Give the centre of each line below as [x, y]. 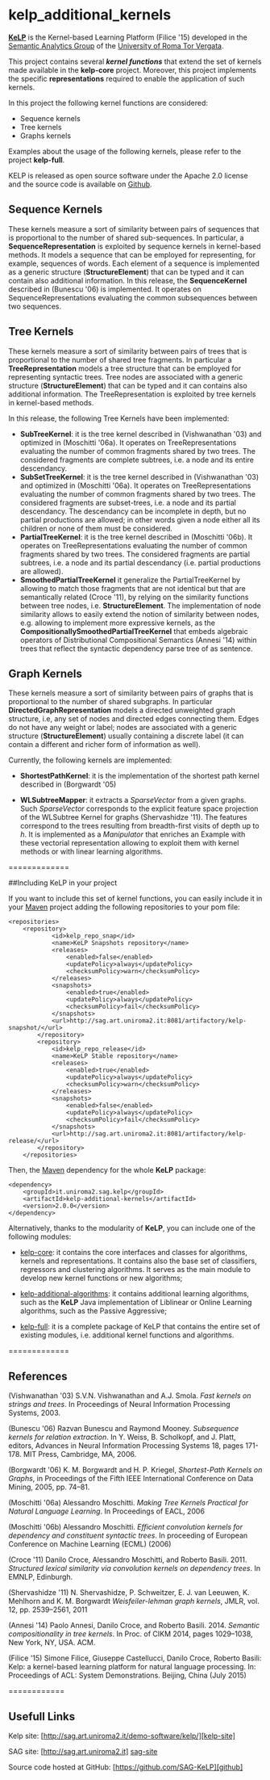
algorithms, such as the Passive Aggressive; [93, 1311]
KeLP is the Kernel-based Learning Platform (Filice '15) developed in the [128, 37]
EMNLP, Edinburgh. [41, 1577]
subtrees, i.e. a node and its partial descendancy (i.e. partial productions [140, 562]
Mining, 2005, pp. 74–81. [49, 1487]
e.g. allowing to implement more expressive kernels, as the [118, 623]
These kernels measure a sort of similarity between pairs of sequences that [134, 229]
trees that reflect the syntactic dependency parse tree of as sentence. [136, 649]
